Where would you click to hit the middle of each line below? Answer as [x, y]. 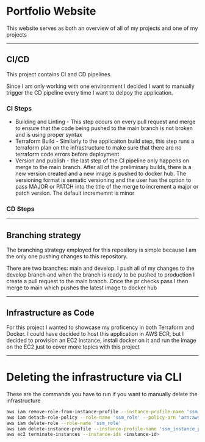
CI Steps [19, 108]
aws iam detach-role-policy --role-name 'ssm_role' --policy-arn [91, 417]
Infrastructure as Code [50, 313]
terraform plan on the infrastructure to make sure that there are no [98, 148]
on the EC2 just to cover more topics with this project [73, 347]
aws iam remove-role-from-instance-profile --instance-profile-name [95, 411]
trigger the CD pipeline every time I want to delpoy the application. [90, 92]
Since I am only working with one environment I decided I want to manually [101, 86]
